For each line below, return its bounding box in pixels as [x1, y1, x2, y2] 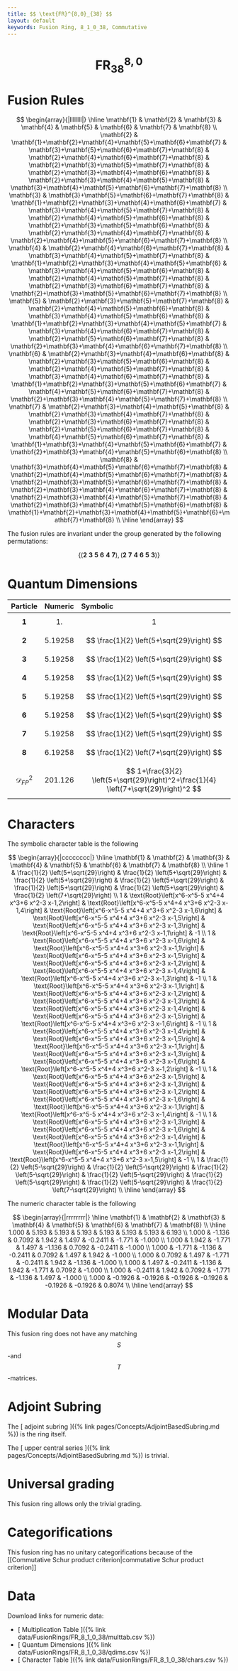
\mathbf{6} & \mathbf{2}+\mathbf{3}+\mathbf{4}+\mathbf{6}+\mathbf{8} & [8, 350, 230, 358]
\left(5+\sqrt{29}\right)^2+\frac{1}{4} [91, 775, 217, 785]
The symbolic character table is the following [7, 839, 139, 848]
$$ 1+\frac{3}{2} [126, 766, 183, 776]
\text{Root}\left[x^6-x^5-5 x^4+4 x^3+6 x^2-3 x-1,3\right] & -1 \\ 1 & [21, 974, 217, 983]
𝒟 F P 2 [15, 774, 33, 786]
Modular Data [7, 1306, 89, 1322]
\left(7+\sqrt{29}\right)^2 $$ [106, 784, 202, 794]
